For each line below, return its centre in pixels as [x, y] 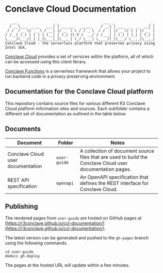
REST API [18, 180]
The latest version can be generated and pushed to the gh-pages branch [77, 238]
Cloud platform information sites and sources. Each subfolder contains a [77, 109]
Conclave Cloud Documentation [71, 9]
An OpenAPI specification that [114, 177]
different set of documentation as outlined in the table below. [66, 113]
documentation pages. [106, 169]
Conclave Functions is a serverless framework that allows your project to [78, 71]
